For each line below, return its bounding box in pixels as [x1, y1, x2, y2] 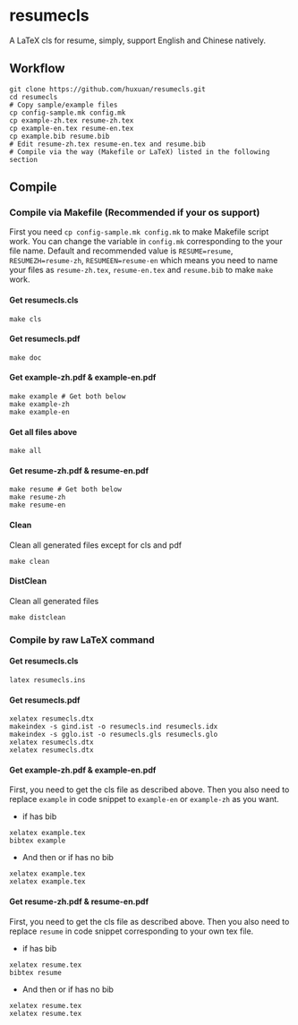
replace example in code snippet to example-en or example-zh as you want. [9, 794, 279, 805]
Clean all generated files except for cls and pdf [9, 539, 182, 551]
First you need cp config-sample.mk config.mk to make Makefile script [9, 226, 269, 237]
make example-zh [9, 400, 70, 409]
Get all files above [9, 426, 78, 437]
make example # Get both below [9, 392, 126, 401]
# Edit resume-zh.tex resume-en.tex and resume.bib [9, 140, 206, 149]
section [9, 155, 38, 164]
